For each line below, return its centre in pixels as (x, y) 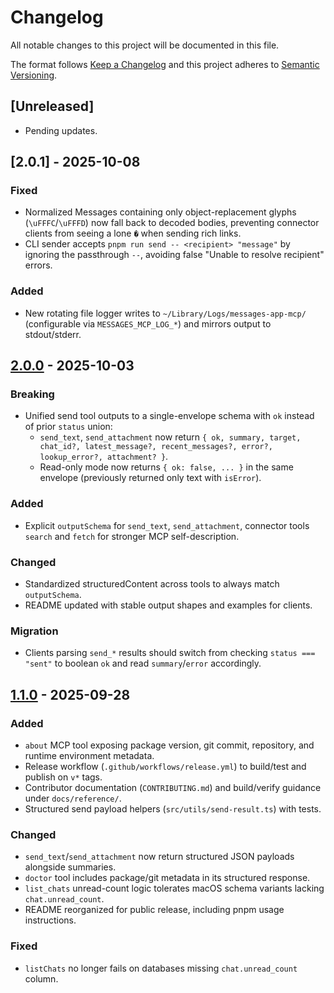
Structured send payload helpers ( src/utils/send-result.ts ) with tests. (173, 809)
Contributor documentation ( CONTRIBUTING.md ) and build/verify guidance (173, 787)
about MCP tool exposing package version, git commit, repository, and (169, 745)
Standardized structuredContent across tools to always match (152, 584)
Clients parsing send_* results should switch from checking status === (170, 653)
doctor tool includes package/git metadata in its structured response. (167, 878)
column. (41, 978)
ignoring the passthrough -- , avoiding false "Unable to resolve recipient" (174, 255)
